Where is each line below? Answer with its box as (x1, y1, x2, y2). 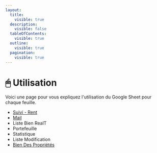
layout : (5, 7, 22, 13)
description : (10, 21, 38, 27)
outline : (10, 41, 29, 46)
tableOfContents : (10, 31, 47, 36)
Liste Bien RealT (12, 120, 47, 126)
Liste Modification (12, 136, 51, 143)
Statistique (12, 131, 36, 137)
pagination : (10, 50, 36, 55)
